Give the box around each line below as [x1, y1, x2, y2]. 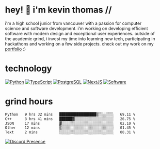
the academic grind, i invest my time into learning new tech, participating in [5, 36, 155, 42]
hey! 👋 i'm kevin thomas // [5, 4, 112, 15]
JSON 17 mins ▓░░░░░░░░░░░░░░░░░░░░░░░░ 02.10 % [5, 121, 136, 126]
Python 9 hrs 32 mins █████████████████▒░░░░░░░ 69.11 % [5, 112, 136, 117]
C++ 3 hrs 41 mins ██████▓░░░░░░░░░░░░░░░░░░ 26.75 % [5, 116, 136, 121]
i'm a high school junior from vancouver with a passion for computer [5, 20, 142, 26]
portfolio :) [5, 46, 26, 52]
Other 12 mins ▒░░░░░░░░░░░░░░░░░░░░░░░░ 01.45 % [5, 125, 136, 130]
